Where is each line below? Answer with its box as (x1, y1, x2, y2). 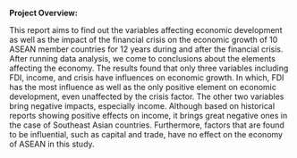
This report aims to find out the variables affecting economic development (9, 25, 283, 35)
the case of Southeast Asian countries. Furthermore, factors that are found (9, 120, 284, 130)
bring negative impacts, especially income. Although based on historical (9, 101, 276, 111)
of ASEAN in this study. (9, 138, 96, 149)
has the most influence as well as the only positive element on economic (9, 82, 277, 92)
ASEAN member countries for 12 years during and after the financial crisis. (9, 44, 284, 54)
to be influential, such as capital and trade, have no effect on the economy (9, 129, 284, 139)
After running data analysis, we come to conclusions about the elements (9, 54, 276, 63)
